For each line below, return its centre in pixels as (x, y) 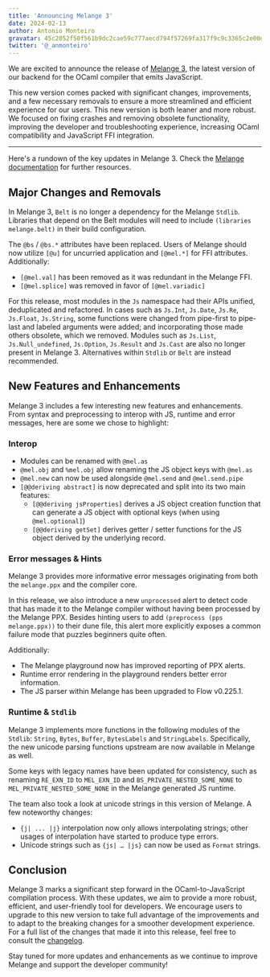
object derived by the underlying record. (99, 538)
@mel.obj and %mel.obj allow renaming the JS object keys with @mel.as (136, 470)
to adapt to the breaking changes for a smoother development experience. (132, 924)
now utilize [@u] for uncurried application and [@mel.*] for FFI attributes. (128, 252)
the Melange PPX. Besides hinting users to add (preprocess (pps (116, 618)
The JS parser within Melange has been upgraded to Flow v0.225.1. (131, 692)
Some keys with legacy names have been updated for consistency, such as (133, 771)
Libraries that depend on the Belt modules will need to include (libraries (130, 220)
